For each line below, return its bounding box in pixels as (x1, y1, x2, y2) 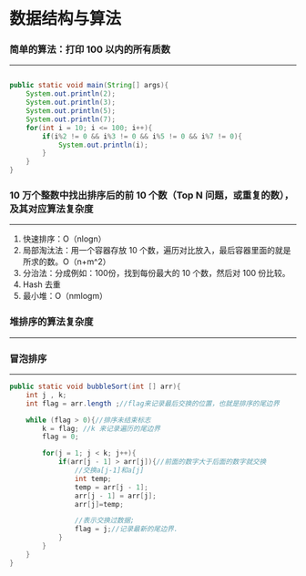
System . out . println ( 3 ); (25, 98, 117, 108)
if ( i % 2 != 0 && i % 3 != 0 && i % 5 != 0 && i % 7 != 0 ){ (42, 131, 243, 141)
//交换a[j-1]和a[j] (74, 466, 145, 475)
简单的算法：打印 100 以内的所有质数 (9, 43, 171, 56)
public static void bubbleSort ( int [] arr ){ (9, 382, 181, 391)
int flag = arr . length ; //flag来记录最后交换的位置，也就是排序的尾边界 (25, 398, 280, 408)
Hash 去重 (22, 279, 61, 290)
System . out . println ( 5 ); (25, 107, 117, 116)
